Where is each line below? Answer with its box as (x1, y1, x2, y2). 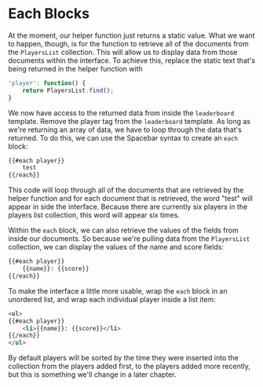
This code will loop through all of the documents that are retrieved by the (8, 185, 244, 195)
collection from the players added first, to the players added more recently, (8, 362, 251, 371)
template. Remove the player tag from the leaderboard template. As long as (8, 116, 251, 126)
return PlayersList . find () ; (22, 86, 114, 94)
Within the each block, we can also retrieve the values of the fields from (8, 225, 239, 235)
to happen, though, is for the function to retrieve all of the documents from (8, 38, 249, 48)
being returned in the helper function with (8, 64, 143, 73)
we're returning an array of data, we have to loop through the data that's (8, 125, 242, 134)
